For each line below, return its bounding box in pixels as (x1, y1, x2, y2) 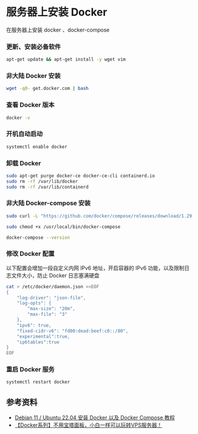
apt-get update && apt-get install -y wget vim (6, 57, 126, 63)
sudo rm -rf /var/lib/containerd (6, 184, 89, 190)
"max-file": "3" (27, 311, 68, 317)
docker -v (6, 114, 31, 121)
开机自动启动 (6, 130, 43, 138)
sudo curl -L (6, 213, 39, 219)
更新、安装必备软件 (6, 42, 61, 51)
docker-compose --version (6, 235, 70, 241)
